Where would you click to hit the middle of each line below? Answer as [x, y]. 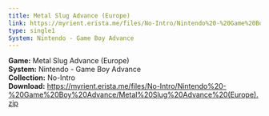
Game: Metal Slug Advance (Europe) [69, 61]
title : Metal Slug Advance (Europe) [69, 16]
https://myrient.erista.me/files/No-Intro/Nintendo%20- [137, 86]
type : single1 [32, 30]
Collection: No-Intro [42, 78]
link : [17, 23]
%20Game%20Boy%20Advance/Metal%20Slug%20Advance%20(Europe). [133, 95]
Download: [27, 86]
